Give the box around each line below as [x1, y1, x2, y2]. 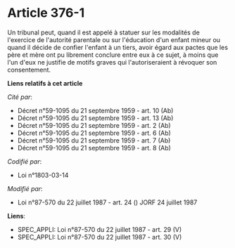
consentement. [7, 65, 51, 74]
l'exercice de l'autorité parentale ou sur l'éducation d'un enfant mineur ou [7, 35, 220, 44]
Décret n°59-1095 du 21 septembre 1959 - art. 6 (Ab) [17, 129, 171, 137]
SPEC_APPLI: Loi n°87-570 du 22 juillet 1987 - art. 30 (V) [17, 233, 182, 241]
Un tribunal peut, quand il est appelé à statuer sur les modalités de [7, 28, 201, 37]
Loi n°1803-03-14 [17, 171, 69, 179]
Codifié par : [7, 157, 42, 166]
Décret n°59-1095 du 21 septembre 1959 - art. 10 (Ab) [17, 106, 174, 115]
